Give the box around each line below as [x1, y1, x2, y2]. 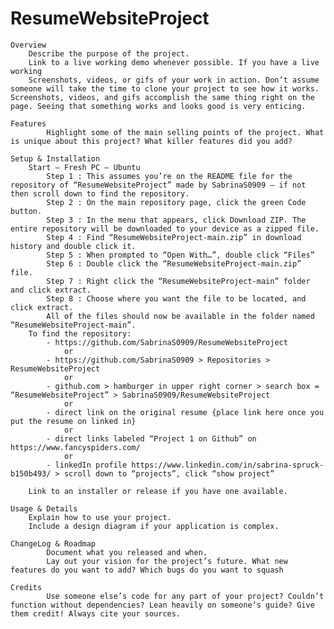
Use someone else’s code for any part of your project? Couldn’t [46, 591, 325, 601]
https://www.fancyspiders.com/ [10, 442, 141, 452]
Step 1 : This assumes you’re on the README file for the [46, 171, 293, 181]
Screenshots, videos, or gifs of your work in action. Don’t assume [28, 75, 320, 85]
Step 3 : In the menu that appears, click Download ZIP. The [46, 215, 307, 225]
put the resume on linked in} [10, 416, 137, 426]
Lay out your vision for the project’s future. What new [46, 556, 288, 566]
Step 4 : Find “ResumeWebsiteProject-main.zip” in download [46, 232, 302, 242]
